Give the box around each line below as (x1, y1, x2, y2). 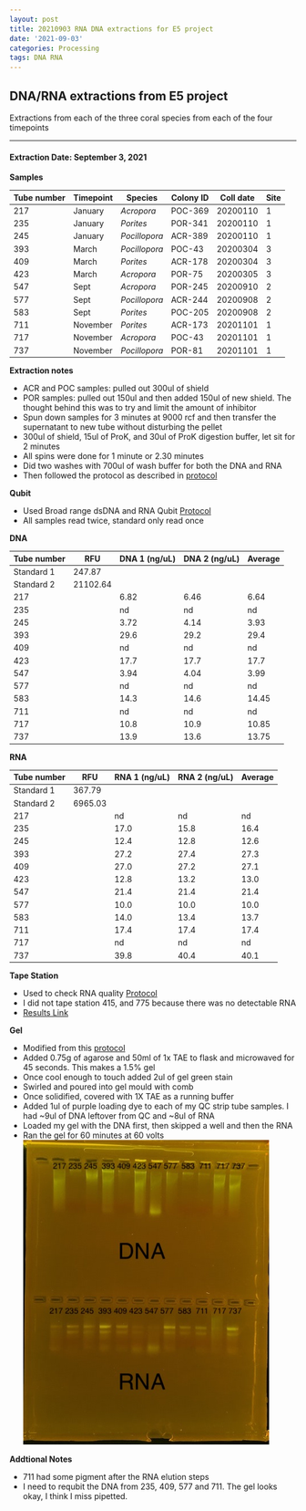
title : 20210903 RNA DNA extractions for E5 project (9, 24, 214, 34)
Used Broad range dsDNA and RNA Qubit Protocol (22, 505, 211, 516)
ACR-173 (170, 319, 209, 330)
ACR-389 (170, 231, 209, 242)
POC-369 (170, 205, 209, 216)
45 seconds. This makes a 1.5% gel (22, 1062, 156, 1073)
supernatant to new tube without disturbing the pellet (22, 422, 223, 432)
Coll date (219, 192, 255, 203)
